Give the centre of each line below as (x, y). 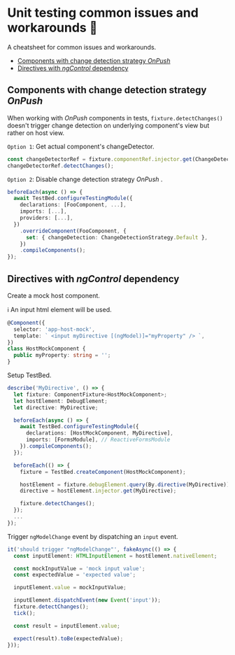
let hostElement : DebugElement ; (61, 401)
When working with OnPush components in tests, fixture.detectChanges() (115, 118)
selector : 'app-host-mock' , (55, 329)
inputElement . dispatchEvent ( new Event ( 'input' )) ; (87, 600)
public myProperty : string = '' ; (62, 355)
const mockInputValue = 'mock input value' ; (79, 568)
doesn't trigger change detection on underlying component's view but (108, 125)
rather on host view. (36, 133)
